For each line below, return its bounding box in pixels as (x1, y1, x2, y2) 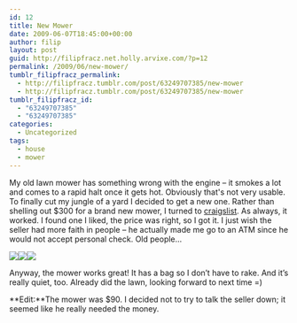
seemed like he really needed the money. (9, 303, 160, 314)
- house (17, 144, 46, 153)
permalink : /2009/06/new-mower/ (9, 63, 129, 72)
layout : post (9, 46, 58, 55)
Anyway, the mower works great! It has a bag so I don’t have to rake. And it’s (9, 267, 289, 278)
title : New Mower (9, 21, 74, 30)
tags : (9, 136, 29, 145)
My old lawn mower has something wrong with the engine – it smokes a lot (9, 177, 282, 188)
